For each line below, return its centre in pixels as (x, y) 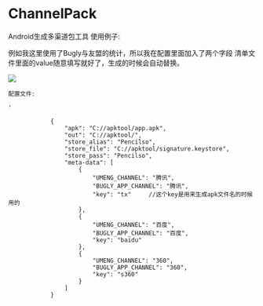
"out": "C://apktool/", (103, 135)
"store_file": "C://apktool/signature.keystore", (147, 149)
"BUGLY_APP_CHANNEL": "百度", (141, 233)
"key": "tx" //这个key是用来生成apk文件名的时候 (173, 194)
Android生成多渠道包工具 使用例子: (64, 36)
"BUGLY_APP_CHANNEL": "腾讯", (141, 186)
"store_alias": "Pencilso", (110, 142)
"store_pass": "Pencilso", (108, 155)
